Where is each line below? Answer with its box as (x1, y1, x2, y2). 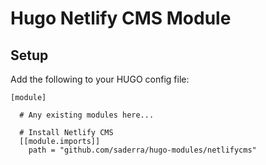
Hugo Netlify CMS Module (10, 7, 232, 30)
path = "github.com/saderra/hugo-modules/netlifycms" (28, 145, 257, 155)
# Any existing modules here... (19, 110, 155, 120)
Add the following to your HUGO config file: (10, 73, 190, 85)
